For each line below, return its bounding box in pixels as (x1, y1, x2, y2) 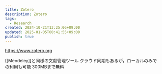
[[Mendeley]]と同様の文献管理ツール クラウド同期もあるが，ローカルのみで (5, 57, 157, 63)
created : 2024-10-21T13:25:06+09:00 (5, 25, 80, 30)
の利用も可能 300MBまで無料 (5, 64, 65, 70)
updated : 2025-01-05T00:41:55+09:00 (5, 30, 80, 35)
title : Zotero (5, 7, 34, 12)
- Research (9, 20, 32, 26)
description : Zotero (5, 12, 48, 17)
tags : (5, 16, 16, 21)
